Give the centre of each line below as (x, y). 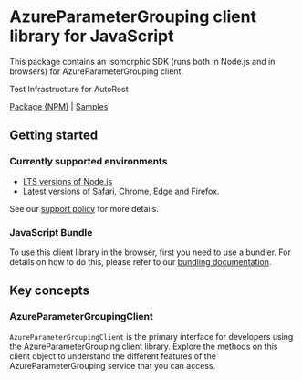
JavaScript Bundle (51, 232)
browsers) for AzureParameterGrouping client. (97, 71)
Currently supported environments (89, 162)
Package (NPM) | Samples (59, 106)
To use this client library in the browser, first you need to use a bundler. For (151, 252)
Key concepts (49, 291)
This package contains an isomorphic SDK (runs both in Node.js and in (142, 61)
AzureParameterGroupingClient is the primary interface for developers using (151, 336)
